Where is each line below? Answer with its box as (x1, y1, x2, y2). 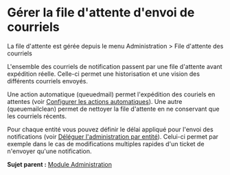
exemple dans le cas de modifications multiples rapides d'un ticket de (7, 139, 205, 148)
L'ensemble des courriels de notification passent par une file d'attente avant (7, 62, 222, 70)
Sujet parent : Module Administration (7, 160, 112, 168)
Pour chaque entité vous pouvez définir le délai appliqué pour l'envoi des (7, 125, 214, 133)
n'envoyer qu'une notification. (7, 147, 92, 155)
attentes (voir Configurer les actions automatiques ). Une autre (7, 97, 183, 105)
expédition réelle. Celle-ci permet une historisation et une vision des (7, 70, 200, 78)
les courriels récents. (7, 111, 67, 120)
